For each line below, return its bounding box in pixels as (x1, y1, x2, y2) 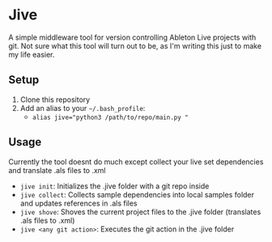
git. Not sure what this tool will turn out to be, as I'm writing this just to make (8, 40, 261, 50)
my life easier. (8, 49, 55, 59)
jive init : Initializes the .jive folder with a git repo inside (19, 180, 210, 191)
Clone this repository (19, 95, 91, 104)
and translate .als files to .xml (8, 165, 106, 175)
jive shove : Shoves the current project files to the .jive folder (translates (19, 206, 261, 216)
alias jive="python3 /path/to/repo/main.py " (32, 113, 189, 121)
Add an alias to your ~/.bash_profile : (19, 103, 146, 113)
